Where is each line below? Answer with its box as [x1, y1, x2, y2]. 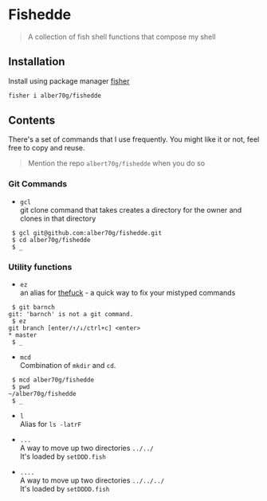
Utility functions [8, 261, 73, 272]
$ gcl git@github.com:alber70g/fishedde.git [11, 229, 162, 237]
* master [8, 331, 37, 339]
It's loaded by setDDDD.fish [19, 484, 110, 494]
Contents [8, 114, 56, 127]
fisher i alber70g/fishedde [8, 92, 102, 100]
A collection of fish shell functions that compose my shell [27, 32, 217, 41]
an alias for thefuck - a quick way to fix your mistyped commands [19, 288, 236, 298]
